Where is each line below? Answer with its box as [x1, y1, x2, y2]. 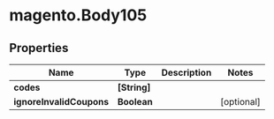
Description [161, 67, 212, 78]
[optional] [219, 96, 261, 108]
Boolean [117, 96, 153, 108]
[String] [117, 81, 151, 93]
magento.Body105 [9, 5, 148, 26]
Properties [9, 41, 69, 56]
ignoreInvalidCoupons [13, 96, 109, 108]
